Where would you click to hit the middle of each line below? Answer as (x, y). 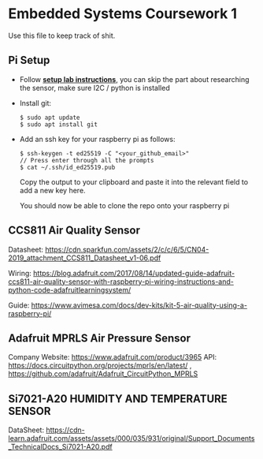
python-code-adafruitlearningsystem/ (70, 289)
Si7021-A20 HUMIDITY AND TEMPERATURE (118, 399)
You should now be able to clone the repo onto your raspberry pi (124, 205)
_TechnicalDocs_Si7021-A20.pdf (60, 447)
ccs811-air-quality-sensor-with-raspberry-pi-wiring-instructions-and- (121, 282)
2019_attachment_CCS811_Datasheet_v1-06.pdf (85, 258)
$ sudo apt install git (59, 124)
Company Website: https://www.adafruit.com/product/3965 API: (113, 357)
